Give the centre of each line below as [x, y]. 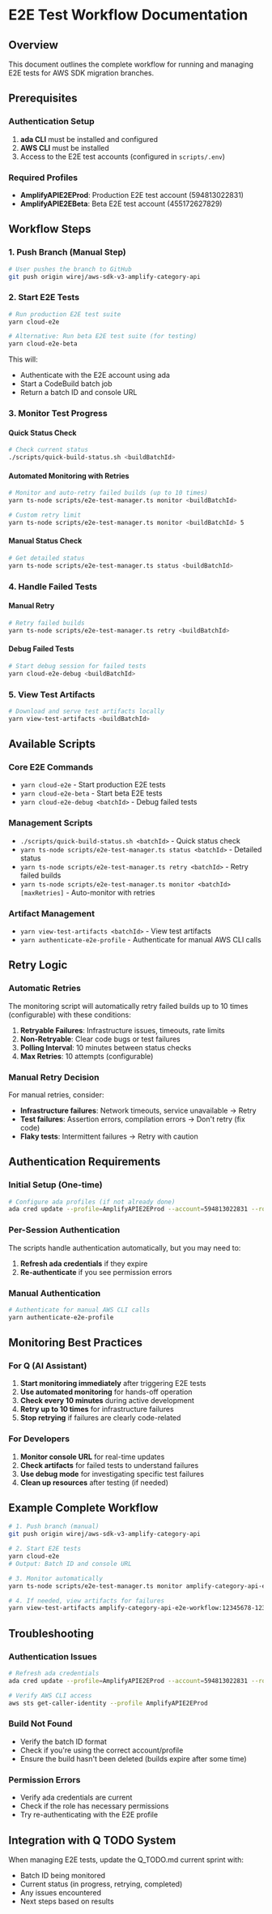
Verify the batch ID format [64, 1741]
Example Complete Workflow [83, 1508]
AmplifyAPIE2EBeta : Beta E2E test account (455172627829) [121, 204]
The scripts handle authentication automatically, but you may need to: [125, 1247]
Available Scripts [52, 744]
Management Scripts [51, 823]
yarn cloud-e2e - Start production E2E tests [93, 785]
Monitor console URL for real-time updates [92, 1457]
